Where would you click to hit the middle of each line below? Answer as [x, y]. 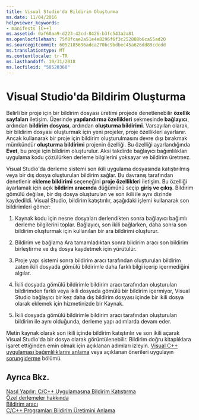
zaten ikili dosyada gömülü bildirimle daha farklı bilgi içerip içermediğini [102, 267]
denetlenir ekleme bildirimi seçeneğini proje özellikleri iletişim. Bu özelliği [97, 182]
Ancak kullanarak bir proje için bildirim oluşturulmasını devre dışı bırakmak [97, 138]
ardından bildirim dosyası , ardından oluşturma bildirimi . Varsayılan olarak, [97, 126]
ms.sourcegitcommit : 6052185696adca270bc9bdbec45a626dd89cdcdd [86, 45]
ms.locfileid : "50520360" [38, 67]
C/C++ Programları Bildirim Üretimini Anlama [61, 410]
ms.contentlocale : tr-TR [37, 56]
